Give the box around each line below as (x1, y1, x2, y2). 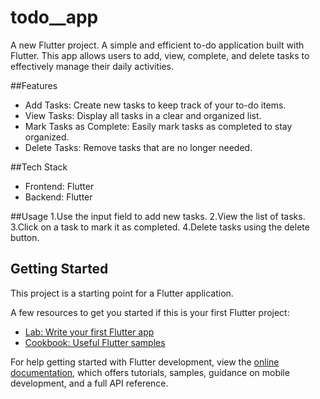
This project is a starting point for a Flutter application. (10, 287, 234, 299)
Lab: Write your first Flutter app (24, 326, 155, 338)
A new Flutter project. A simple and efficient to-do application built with (10, 39, 305, 51)
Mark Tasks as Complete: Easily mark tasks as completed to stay (24, 120, 293, 132)
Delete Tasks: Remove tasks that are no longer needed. (24, 141, 253, 153)
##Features (10, 79, 58, 91)
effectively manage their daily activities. (10, 60, 175, 72)
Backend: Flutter (24, 191, 93, 203)
